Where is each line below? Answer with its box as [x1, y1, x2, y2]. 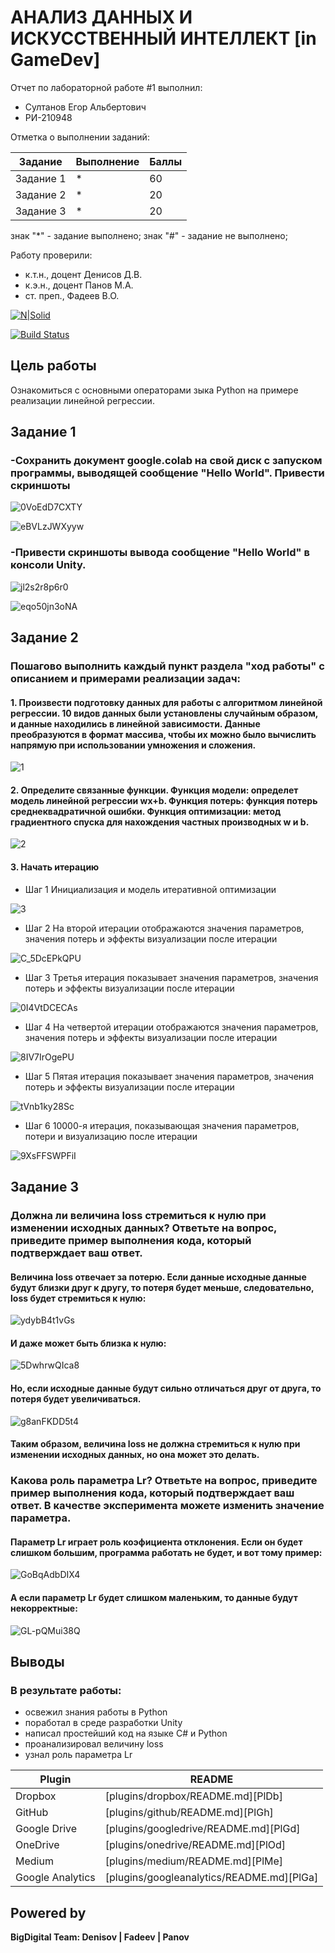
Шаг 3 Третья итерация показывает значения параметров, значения [24, 971, 319, 983]
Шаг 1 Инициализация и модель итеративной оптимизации [24, 883, 277, 895]
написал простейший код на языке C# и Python [24, 1727, 228, 1740]
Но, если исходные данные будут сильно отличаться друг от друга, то [10, 1382, 322, 1394]
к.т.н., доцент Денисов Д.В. [24, 268, 143, 280]
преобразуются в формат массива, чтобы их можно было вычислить [10, 728, 317, 740]
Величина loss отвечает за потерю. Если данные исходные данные [10, 1271, 307, 1283]
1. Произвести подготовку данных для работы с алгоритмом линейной [10, 696, 323, 708]
